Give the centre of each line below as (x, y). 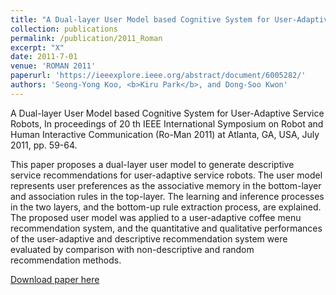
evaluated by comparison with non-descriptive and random (132, 249)
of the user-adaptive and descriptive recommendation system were (149, 238)
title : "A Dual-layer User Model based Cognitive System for (140, 19)
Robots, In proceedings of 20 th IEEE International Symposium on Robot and (167, 123)
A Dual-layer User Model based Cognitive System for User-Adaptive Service (167, 113)
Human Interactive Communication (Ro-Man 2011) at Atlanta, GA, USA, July (165, 134)
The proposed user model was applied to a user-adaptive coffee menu (156, 217)
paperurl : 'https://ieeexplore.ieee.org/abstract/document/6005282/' (158, 76)
